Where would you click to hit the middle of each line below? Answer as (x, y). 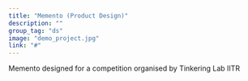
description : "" (36, 23)
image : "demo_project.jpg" (54, 38)
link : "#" (25, 46)
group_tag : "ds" (36, 30)
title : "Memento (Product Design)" (68, 16)
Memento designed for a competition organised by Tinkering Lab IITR (124, 68)
